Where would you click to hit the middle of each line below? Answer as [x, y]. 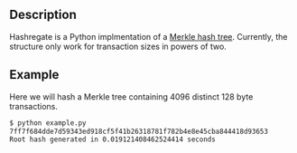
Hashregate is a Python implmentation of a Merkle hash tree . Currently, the [148, 36]
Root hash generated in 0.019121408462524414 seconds [113, 139]
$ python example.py [48, 123]
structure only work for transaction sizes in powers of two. [118, 46]
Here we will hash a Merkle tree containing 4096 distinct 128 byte [131, 96]
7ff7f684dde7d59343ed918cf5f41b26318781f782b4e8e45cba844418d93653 [139, 131]
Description [43, 15]
